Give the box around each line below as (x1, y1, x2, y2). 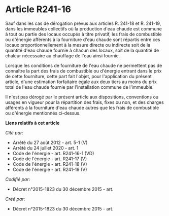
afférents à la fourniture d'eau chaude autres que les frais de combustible (5, 104, 159, 111)
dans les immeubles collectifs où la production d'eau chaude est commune (5, 25, 162, 31)
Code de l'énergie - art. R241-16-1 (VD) (12, 150, 94, 156)
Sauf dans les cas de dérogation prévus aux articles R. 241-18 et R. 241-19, (5, 20, 161, 26)
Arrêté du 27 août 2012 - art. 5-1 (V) (12, 139, 88, 146)
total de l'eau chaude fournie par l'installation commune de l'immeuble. (5, 84, 154, 90)
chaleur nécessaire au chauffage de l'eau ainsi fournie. (5, 52, 120, 59)
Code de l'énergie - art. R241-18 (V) (12, 161, 87, 167)
